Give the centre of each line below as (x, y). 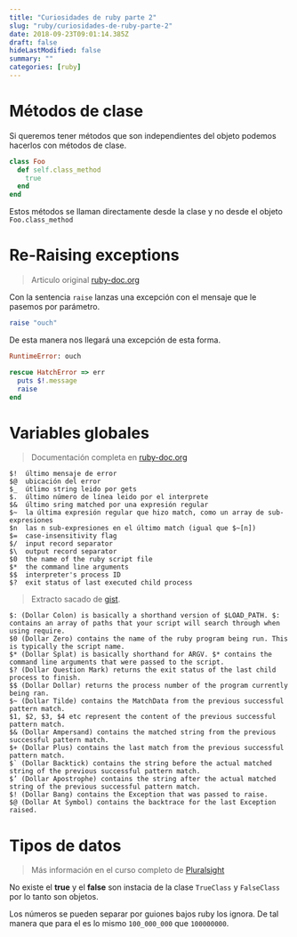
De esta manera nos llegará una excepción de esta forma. (115, 340)
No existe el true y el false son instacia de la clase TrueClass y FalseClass (144, 887)
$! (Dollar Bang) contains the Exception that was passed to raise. (139, 795)
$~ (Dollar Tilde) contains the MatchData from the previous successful (147, 701)
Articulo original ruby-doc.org (85, 280)
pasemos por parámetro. (55, 307)
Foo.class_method (41, 220)
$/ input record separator (61, 544)
